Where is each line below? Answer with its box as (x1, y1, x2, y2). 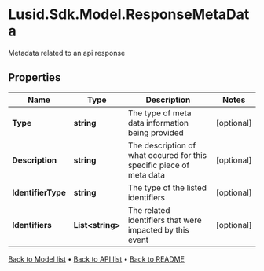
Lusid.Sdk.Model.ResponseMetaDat (8, 5, 250, 24)
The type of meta (127, 108, 192, 119)
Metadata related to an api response (8, 48, 126, 57)
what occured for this (127, 149, 207, 160)
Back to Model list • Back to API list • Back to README (8, 254, 185, 264)
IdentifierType (12, 187, 67, 198)
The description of (127, 140, 196, 151)
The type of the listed (127, 182, 207, 193)
